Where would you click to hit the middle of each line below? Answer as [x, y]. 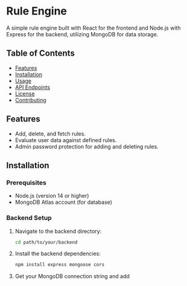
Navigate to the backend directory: [58, 231]
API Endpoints [32, 87]
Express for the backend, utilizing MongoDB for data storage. [82, 34]
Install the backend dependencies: [58, 254]
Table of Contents [41, 54]
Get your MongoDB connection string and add [72, 276]
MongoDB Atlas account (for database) [64, 202]
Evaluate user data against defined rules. [66, 140]
